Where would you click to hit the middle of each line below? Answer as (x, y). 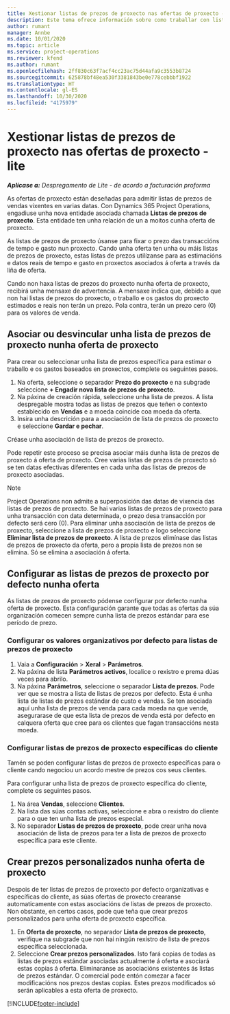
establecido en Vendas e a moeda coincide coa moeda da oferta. (109, 411)
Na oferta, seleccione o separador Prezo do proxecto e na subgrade (114, 382)
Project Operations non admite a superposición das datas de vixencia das (111, 501)
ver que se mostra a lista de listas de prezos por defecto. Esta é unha (115, 693)
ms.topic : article (33, 45)
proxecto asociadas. (36, 474)
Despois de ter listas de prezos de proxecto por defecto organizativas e (108, 889)
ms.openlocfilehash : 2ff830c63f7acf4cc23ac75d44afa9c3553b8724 (99, 71)
